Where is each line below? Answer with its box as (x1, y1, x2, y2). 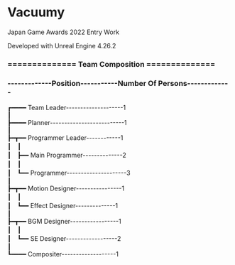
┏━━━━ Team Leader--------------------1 (7, 104, 126, 112)
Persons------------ (158, 78, 229, 88)
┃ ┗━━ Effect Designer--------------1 (7, 202, 119, 210)
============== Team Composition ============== (7, 59, 216, 69)
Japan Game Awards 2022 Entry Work (7, 28, 119, 36)
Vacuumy (7, 4, 65, 21)
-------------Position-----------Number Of (7, 78, 157, 88)
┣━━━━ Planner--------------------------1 (7, 119, 127, 127)
